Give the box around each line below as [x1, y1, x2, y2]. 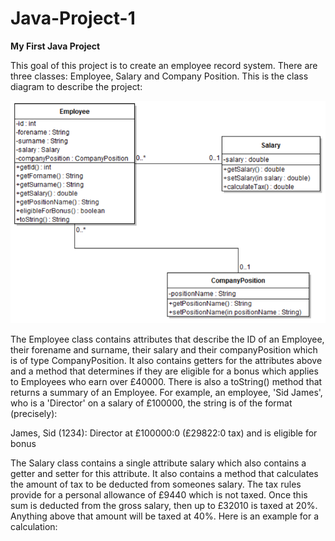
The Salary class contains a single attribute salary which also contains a [10, 457, 307, 469]
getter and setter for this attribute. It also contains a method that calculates [10, 467, 319, 479]
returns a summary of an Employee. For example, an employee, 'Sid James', [10, 386, 323, 398]
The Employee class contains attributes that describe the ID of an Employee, [10, 333, 325, 345]
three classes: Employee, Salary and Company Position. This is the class [10, 70, 309, 82]
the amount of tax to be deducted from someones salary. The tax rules [10, 478, 302, 490]
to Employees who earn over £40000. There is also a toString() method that [10, 375, 323, 387]
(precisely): [10, 407, 58, 419]
